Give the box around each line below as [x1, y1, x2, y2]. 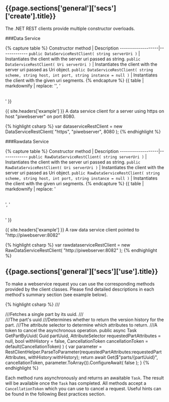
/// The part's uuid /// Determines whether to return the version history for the [5, 316, 164, 323]
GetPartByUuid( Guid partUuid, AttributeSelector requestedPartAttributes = [5, 333, 161, 339]
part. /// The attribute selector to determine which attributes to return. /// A [5, 321, 158, 328]
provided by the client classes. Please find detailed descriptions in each [5, 286, 155, 292]
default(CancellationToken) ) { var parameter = [5, 343, 102, 349]
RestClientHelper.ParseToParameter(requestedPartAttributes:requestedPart [5, 349, 162, 355]
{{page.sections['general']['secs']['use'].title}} [5, 267, 158, 276]
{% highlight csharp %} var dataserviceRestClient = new [5, 123, 123, 129]
